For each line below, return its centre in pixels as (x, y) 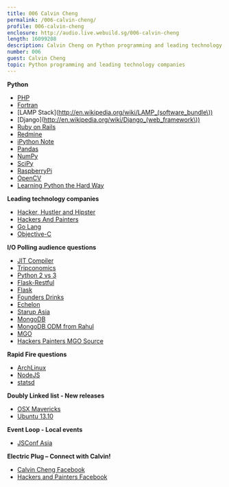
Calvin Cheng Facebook (51, 469)
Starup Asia (33, 312)
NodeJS (28, 375)
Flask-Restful (36, 282)
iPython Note (36, 141)
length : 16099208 (32, 39)
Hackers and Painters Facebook (62, 477)
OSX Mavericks (39, 409)
